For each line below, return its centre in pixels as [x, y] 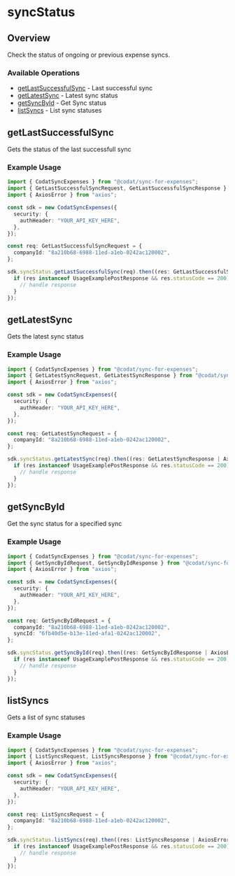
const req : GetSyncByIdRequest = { [59, 621]
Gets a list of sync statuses [46, 717]
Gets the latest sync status [45, 337]
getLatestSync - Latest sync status [67, 96]
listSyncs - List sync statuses [59, 111]
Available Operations [44, 73]
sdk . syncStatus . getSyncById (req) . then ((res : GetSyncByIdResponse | [108, 653]
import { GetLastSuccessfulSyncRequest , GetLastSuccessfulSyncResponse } [117, 189]
